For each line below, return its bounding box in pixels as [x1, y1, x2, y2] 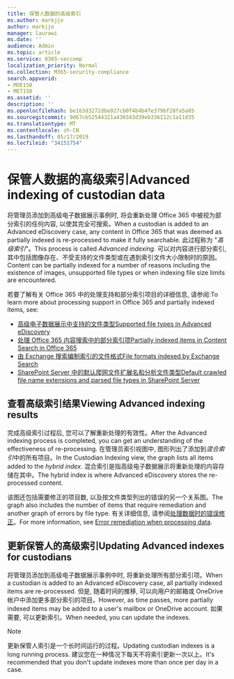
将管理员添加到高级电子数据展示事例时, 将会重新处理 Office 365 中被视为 [7, 211, 216, 219]
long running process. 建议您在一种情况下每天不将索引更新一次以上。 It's [7, 650, 214, 658]
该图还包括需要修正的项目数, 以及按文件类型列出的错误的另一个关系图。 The [7, 492, 224, 501]
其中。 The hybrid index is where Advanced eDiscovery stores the [19, 471, 208, 479]
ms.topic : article [7, 49, 61, 56]
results [7, 409, 38, 421]
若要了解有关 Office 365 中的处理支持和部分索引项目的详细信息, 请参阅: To [7, 290, 218, 299]
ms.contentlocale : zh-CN [7, 127, 79, 134]
